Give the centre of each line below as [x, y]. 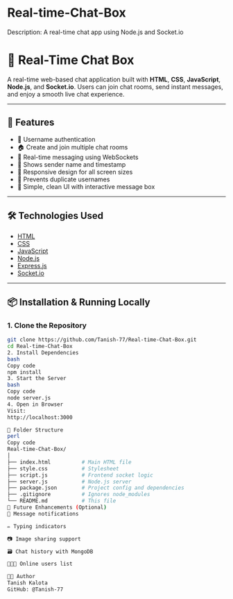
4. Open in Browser [35, 404]
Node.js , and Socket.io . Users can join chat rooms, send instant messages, [115, 87]
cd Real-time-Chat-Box [40, 346]
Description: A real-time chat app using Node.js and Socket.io [95, 32]
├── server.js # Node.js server [69, 482]
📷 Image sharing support [44, 539]
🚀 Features [31, 123]
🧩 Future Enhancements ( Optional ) [57, 508]
